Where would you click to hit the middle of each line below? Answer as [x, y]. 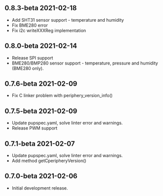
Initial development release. [40, 188]
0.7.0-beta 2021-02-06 [41, 176]
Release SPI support [32, 58]
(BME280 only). [28, 68]
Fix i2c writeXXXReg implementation [49, 30]
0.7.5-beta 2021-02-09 [41, 111]
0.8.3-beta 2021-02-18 [41, 8]
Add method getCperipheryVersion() [49, 161]
